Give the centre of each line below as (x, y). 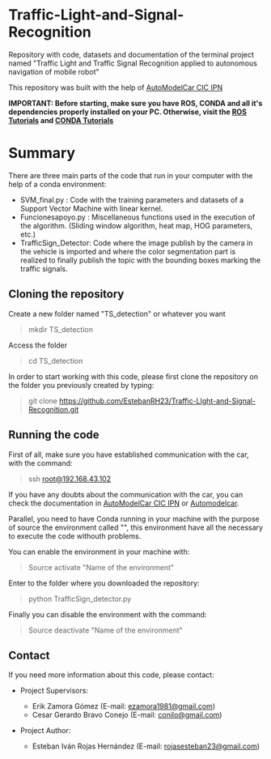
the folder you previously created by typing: (81, 385)
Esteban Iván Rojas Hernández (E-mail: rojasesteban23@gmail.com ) (146, 746)
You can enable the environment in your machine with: (99, 552)
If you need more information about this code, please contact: (111, 675)
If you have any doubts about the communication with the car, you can (126, 494)
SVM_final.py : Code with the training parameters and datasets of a (132, 199)
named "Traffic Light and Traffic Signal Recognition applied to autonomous (133, 63)
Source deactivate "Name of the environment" (106, 630)
